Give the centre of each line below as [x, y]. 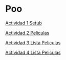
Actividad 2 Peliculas [27, 33]
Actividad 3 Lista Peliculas [33, 42]
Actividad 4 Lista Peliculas [33, 52]
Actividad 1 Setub [24, 23]
